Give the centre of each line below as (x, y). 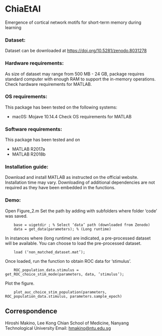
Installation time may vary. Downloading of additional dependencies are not (80, 182)
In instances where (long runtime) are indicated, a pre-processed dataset (78, 238)
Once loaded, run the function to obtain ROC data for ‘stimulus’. (68, 261)
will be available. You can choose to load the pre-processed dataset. (73, 243)
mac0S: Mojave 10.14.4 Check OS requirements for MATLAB (72, 116)
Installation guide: (27, 167)
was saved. (16, 216)
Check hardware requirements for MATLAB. (48, 84)
